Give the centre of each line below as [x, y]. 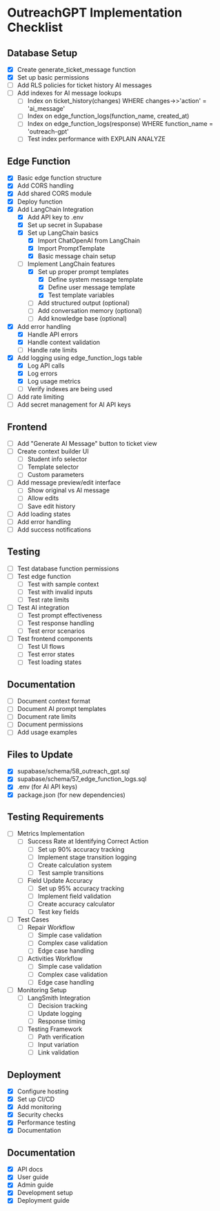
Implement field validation [74, 896]
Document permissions [50, 724]
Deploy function [40, 201]
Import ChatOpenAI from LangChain [89, 240]
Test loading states [54, 662]
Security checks [40, 1115]
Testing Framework [55, 1029]
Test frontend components [55, 639]
